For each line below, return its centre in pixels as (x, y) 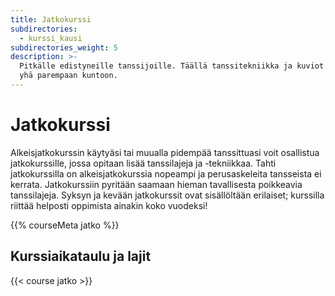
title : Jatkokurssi (51, 19)
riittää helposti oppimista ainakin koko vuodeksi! (109, 205)
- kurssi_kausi (51, 38)
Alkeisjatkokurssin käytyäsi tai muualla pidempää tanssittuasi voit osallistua (165, 152)
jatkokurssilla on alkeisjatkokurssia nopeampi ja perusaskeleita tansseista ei (166, 173)
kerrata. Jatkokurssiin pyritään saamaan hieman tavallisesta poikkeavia (156, 184)
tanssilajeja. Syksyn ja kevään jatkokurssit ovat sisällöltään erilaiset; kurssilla (167, 195)
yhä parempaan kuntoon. (68, 76)
